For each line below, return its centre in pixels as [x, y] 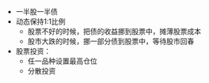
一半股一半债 [36, 11]
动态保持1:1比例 [40, 21]
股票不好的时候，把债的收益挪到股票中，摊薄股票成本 [114, 31]
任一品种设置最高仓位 [62, 61]
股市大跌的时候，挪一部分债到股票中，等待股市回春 [111, 41]
